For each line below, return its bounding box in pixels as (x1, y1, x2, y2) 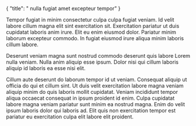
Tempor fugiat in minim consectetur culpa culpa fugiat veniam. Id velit (6, 16, 174, 23)
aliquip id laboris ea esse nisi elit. (6, 65, 86, 72)
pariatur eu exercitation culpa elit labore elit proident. (6, 113, 133, 120)
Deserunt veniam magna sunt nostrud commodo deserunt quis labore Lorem (6, 52, 191, 59)
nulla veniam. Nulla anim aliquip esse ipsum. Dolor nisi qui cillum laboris (6, 58, 179, 65)
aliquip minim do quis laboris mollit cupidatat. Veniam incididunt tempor (6, 89, 178, 95)
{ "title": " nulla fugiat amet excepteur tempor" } (6, 5, 121, 12)
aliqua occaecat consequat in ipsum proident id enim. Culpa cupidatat (6, 94, 175, 101)
